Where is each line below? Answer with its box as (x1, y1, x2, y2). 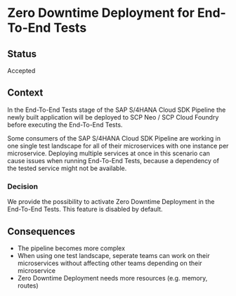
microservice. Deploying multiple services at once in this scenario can (7, 149, 211, 157)
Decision (7, 181, 39, 191)
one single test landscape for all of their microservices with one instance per (7, 141, 229, 150)
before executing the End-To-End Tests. (7, 120, 123, 129)
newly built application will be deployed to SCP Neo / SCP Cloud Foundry (7, 112, 219, 121)
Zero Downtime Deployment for (7, 5, 195, 21)
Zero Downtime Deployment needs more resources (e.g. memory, (17, 274, 208, 282)
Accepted (7, 67, 36, 75)
